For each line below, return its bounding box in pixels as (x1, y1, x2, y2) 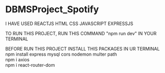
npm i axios (5, 56, 30, 62)
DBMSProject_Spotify (5, 4, 99, 15)
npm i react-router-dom (5, 62, 55, 68)
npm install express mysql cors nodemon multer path (5, 51, 117, 57)
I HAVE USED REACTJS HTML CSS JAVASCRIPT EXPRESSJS (5, 20, 134, 27)
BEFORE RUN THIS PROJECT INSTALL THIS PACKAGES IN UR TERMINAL (5, 45, 160, 52)
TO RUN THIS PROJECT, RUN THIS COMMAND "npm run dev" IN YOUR (5, 30, 157, 36)
